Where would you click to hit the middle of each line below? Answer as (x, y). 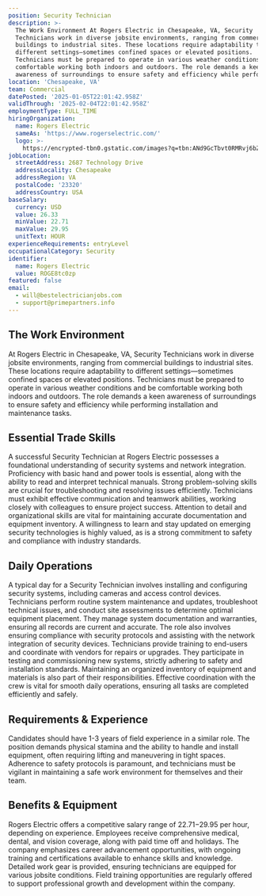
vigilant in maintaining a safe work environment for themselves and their (126, 772)
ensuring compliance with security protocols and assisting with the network (132, 635)
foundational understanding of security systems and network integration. (127, 465)
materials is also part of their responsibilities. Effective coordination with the (132, 677)
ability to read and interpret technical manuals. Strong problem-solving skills (133, 482)
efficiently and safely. (43, 695)
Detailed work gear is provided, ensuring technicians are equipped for (122, 866)
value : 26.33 (37, 215)
